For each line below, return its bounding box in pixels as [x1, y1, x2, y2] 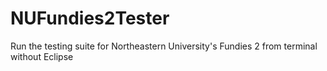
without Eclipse [10, 50, 74, 62]
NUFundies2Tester [10, 7, 170, 30]
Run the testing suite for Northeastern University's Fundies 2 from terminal [10, 40, 318, 52]
